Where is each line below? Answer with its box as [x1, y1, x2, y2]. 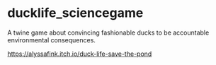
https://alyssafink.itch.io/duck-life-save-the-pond [7, 49, 152, 58]
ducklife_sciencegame [7, 5, 144, 21]
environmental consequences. [7, 35, 96, 44]
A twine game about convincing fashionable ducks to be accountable [7, 28, 210, 37]
